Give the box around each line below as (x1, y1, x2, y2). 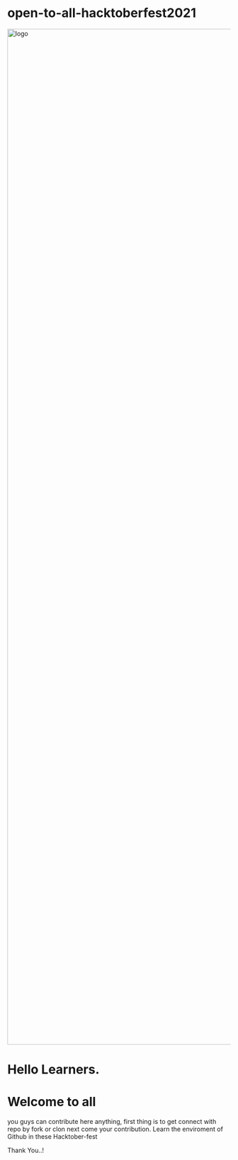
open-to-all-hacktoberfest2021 (7, 5, 197, 21)
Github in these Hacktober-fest (7, 1132, 98, 1141)
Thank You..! (7, 1146, 45, 1155)
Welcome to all (7, 1094, 96, 1110)
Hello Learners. (7, 1062, 100, 1078)
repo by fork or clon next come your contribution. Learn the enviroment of (7, 1125, 223, 1134)
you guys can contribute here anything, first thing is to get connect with (7, 1118, 217, 1126)
